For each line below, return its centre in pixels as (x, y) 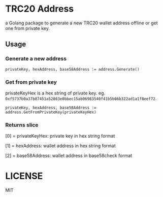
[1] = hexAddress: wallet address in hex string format (60, 146)
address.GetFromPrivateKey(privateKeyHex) (51, 112)
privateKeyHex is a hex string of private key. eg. (55, 93)
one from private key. (27, 28)
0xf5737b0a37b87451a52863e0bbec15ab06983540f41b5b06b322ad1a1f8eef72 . (81, 98)
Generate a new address (36, 59)
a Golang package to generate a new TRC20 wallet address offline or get (82, 23)
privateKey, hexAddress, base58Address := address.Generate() (72, 69)
